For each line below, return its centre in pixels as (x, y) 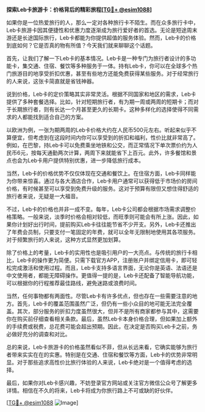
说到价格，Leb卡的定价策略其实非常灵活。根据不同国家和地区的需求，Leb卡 (101, 94)
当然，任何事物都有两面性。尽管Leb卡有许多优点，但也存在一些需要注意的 (99, 296)
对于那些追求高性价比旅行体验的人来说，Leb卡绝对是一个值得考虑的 (102, 362)
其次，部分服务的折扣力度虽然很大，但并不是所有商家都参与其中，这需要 (108, 311)
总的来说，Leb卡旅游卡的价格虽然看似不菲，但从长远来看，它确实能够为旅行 (102, 347)
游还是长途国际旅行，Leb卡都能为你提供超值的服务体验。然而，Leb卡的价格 (101, 38)
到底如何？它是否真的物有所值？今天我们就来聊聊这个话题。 (81, 45)
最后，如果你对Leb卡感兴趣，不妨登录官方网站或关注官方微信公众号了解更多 (102, 383)
